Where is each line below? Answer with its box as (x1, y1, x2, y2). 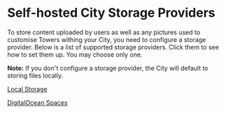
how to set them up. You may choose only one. (7, 50, 143, 59)
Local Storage (7, 85, 48, 93)
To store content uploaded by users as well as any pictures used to (7, 28, 201, 36)
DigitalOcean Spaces (7, 98, 68, 106)
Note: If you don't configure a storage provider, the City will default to (7, 64, 209, 72)
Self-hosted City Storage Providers (7, 5, 216, 21)
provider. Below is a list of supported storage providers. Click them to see (7, 43, 219, 51)
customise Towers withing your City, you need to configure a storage (7, 35, 206, 43)
